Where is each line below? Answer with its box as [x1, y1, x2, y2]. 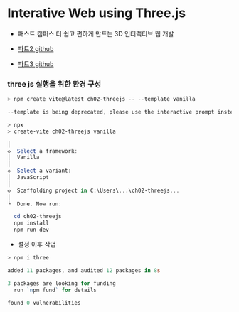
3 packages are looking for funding [7, 279, 116, 287]
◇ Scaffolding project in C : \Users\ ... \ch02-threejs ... [7, 187, 180, 194]
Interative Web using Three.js [7, 5, 186, 21]
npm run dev [14, 226, 50, 234]
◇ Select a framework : [7, 147, 78, 154]
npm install [14, 220, 50, 227]
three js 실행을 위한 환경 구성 [7, 79, 102, 89]
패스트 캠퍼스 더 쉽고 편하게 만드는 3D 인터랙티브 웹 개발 [17, 29, 174, 38]
